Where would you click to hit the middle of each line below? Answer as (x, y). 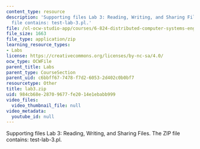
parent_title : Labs (30, 67)
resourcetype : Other (32, 84)
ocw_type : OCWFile (29, 61)
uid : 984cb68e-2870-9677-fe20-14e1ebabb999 (61, 94)
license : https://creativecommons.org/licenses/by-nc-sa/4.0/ (85, 56)
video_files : (22, 100)
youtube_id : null (33, 116)
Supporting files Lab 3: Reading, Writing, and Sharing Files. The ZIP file (93, 134)
